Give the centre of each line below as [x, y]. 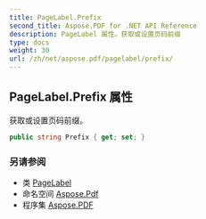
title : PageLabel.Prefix [55, 17]
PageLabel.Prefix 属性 [71, 97]
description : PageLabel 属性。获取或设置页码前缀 [95, 34]
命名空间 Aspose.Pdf [60, 193]
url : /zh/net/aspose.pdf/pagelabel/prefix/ [91, 59]
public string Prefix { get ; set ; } [77, 137]
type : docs [29, 42]
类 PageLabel [47, 182]
